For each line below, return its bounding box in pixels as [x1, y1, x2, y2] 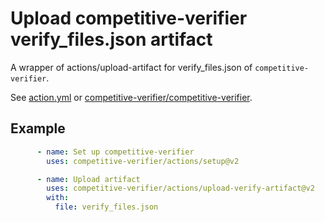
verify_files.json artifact [10, 28, 213, 51]
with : [46, 193, 70, 203]
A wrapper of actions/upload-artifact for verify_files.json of [10, 61, 253, 73]
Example [10, 120, 66, 137]
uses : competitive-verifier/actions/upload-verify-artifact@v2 [46, 183, 315, 194]
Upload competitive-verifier [10, 7, 248, 30]
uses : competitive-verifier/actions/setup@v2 [46, 156, 240, 166]
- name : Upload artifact [36, 174, 141, 184]
